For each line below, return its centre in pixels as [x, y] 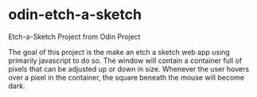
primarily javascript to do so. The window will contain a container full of [125, 60]
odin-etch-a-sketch [75, 15]
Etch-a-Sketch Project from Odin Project [74, 37]
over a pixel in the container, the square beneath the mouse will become [127, 77]
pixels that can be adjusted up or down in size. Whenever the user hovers [128, 68]
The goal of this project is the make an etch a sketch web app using [119, 52]
